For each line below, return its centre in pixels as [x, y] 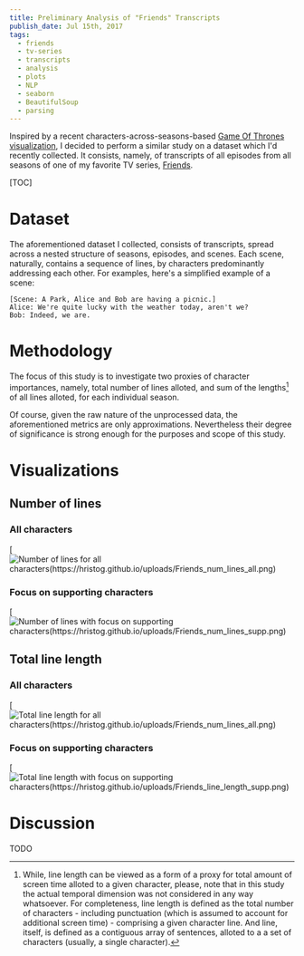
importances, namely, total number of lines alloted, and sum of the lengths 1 [149, 386]
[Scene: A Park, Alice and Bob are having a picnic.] [113, 300]
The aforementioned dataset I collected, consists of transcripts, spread [142, 245]
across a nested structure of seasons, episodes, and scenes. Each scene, [147, 254]
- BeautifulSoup [48, 102]
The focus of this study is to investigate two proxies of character [130, 376]
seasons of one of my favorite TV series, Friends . [101, 165]
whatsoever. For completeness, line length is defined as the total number [158, 903]
